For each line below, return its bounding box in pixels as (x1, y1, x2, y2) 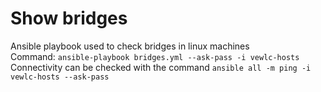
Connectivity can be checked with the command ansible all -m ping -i (10, 61, 312, 73)
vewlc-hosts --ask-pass (10, 72, 110, 82)
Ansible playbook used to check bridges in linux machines (10, 40, 250, 52)
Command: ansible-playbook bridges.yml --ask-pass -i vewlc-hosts (10, 50, 300, 62)
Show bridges (10, 7, 128, 30)
